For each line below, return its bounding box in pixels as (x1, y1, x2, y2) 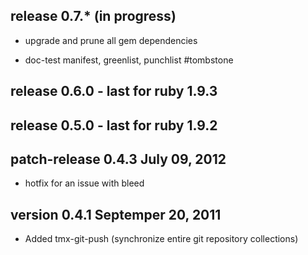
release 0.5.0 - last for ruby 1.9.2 (10, 117, 218, 134)
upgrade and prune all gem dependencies (24, 34, 198, 46)
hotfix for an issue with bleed (24, 177, 145, 189)
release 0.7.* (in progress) (10, 8, 177, 25)
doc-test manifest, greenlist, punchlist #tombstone (24, 54, 234, 66)
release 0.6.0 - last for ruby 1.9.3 (10, 83, 218, 100)
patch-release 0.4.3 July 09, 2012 (10, 150, 227, 168)
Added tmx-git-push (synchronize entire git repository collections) (24, 233, 299, 245)
